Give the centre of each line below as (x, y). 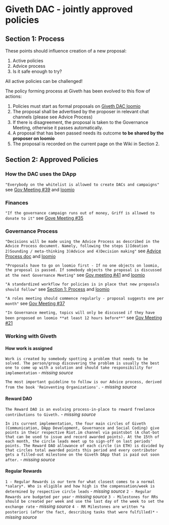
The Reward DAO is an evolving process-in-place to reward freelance (80, 409)
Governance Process (32, 231)
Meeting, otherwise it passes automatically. (58, 128)
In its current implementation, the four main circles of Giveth (75, 423)
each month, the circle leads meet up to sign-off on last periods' (79, 441)
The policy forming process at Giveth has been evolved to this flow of (78, 91)
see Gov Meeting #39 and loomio (40, 189)
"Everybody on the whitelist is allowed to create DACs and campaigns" (82, 185)
